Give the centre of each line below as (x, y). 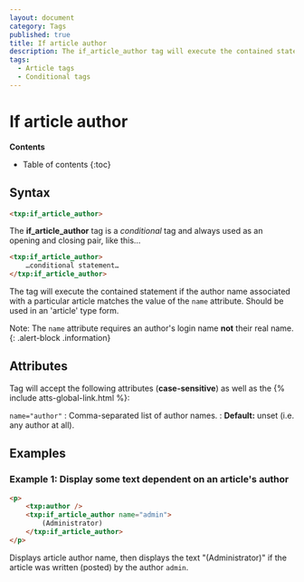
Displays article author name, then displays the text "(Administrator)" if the (148, 558)
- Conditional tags (54, 77)
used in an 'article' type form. (64, 310)
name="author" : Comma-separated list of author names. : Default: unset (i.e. (152, 415)
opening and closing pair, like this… (75, 240)
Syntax (30, 193)
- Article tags (46, 69)
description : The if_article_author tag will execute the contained (141, 52)
